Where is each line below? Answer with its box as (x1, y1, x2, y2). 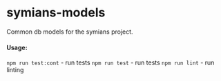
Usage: (6, 43, 28, 51)
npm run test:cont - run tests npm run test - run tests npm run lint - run (6, 58, 215, 67)
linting (6, 66, 24, 74)
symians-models (6, 5, 106, 21)
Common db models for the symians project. (6, 27, 133, 36)
